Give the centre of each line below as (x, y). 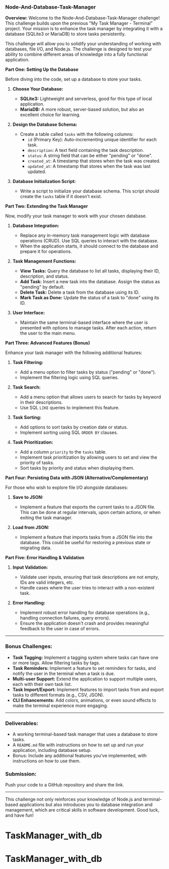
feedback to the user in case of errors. (60, 629)
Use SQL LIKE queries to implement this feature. (70, 408)
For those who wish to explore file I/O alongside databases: (67, 488)
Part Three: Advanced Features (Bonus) (48, 343)
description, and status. (45, 276)
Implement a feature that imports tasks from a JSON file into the (86, 537)
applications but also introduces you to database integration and (86, 805)
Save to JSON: (28, 497)
